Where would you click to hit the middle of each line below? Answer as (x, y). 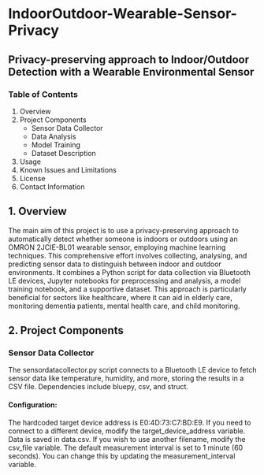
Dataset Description (63, 153)
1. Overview (37, 212)
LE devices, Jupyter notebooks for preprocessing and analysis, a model (125, 280)
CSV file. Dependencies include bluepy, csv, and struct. (99, 387)
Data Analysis (54, 136)
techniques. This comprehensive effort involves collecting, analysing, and (128, 255)
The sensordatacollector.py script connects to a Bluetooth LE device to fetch (132, 370)
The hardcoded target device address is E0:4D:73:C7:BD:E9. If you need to (130, 422)
